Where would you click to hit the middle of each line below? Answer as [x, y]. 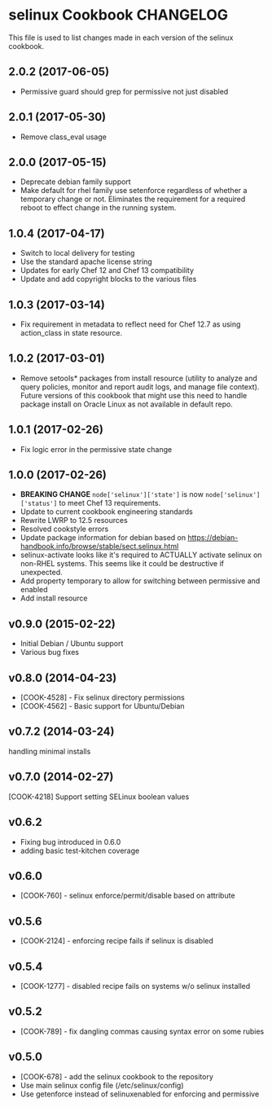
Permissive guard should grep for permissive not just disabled [124, 91]
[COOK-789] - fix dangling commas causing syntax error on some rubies [142, 1031]
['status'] [39, 504]
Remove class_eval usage [64, 137]
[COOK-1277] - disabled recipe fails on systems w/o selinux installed [135, 986]
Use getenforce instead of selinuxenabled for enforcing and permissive [140, 1094]
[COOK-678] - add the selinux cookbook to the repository [117, 1076]
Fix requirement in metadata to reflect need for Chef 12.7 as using [130, 324]
